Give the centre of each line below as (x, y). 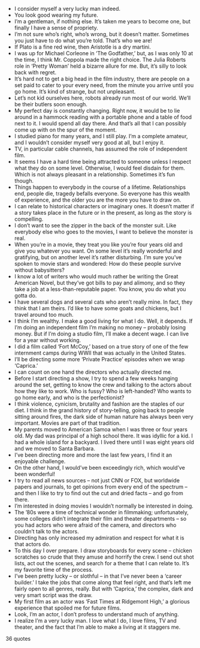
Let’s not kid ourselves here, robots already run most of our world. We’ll (102, 98)
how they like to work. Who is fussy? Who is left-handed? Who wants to (103, 391)
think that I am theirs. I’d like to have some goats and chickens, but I (98, 308)
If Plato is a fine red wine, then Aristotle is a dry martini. (82, 47)
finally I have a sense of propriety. (56, 28)
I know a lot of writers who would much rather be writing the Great (96, 276)
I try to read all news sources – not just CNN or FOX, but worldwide (97, 480)
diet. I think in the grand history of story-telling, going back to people (99, 410)
